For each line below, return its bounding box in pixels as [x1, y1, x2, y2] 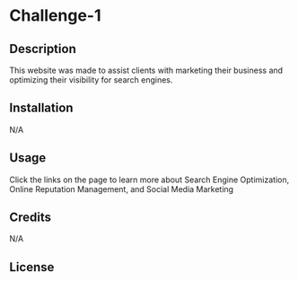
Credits [9, 210, 52, 225]
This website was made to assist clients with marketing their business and [9, 65, 284, 75]
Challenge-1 [9, 5, 101, 26]
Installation [9, 101, 74, 116]
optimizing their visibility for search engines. [9, 75, 173, 85]
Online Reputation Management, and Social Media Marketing [9, 183, 234, 194]
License [9, 259, 55, 275]
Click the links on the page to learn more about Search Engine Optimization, [9, 174, 290, 185]
